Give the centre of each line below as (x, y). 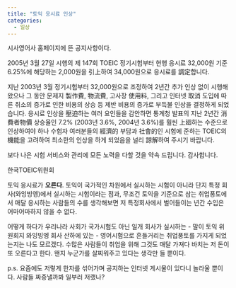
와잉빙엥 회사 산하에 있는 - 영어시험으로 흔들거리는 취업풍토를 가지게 (120, 236)
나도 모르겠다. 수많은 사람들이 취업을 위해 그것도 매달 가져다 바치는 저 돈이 (128, 244)
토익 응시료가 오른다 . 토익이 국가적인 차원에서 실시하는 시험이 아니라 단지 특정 (114, 185)
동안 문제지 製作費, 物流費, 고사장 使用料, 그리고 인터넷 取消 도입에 (126, 96)
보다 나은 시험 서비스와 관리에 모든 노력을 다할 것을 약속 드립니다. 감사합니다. (113, 155)
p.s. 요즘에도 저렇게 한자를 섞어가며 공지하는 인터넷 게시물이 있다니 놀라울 (109, 268)
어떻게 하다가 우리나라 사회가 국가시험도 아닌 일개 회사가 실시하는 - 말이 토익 (112, 226)
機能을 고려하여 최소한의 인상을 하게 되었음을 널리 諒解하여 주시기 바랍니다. (111, 140)
